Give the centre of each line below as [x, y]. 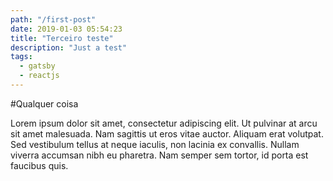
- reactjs [39, 76]
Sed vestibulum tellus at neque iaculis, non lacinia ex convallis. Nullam [155, 144]
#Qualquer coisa [44, 103]
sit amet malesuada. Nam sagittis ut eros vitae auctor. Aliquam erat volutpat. [167, 133]
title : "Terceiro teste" [62, 38]
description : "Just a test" [69, 47]
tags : [21, 57]
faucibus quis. [39, 165]
